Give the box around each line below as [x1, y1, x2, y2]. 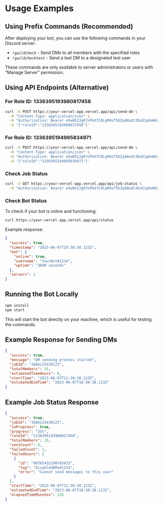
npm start [5, 307, 25, 313]
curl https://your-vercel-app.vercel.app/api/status [5, 218, 114, 223]
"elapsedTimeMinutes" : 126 [9, 492, 64, 497]
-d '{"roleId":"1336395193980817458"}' [9, 122, 90, 128]
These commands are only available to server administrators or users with [5, 64, 153, 70]
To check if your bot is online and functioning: [5, 209, 97, 214]
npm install [5, 303, 29, 308]
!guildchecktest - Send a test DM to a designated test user [12, 55, 131, 61]
